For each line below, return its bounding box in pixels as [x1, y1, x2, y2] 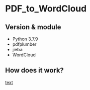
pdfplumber [12, 41, 37, 47]
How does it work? [5, 66, 64, 75]
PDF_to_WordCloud [5, 3, 87, 14]
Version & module [5, 23, 61, 31]
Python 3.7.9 [12, 36, 38, 42]
